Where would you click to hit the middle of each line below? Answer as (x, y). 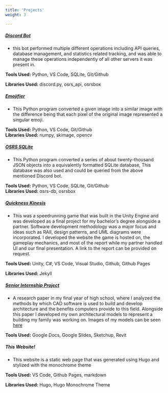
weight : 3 (16, 15)
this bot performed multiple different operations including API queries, (86, 48)
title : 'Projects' (25, 10)
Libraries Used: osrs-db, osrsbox (40, 191)
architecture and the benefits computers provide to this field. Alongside (88, 309)
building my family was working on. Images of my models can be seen (87, 320)
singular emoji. (28, 120)
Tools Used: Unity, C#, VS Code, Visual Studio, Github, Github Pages (78, 264)
